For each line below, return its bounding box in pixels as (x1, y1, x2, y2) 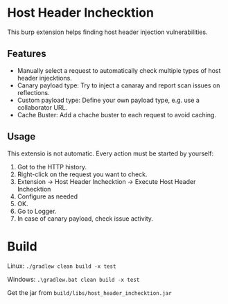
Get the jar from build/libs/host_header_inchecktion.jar (7, 288, 172, 296)
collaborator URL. (17, 103, 68, 112)
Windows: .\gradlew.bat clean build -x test (7, 275, 140, 283)
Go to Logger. (17, 207, 57, 215)
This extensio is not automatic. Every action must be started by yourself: (7, 149, 214, 158)
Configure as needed (17, 192, 78, 201)
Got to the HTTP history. (17, 162, 87, 171)
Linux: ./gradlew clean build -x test (7, 262, 116, 270)
